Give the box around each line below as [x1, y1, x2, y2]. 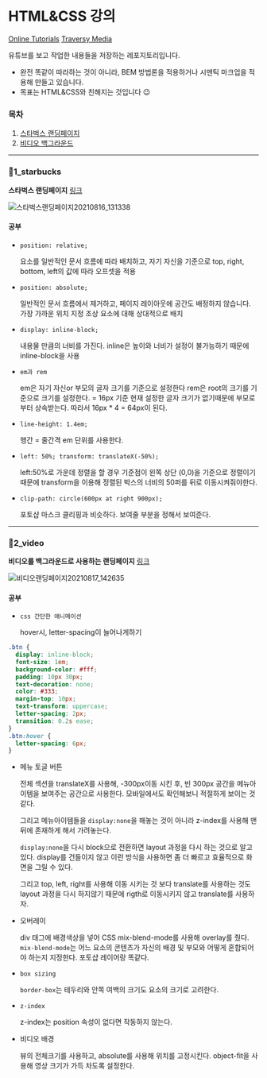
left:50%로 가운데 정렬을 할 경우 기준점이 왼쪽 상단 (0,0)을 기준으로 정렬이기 [19, 467, 256, 477]
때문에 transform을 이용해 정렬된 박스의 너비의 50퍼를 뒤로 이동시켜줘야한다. [19, 477, 258, 487]
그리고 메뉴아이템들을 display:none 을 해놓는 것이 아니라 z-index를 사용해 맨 [19, 816, 257, 825]
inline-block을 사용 [19, 350, 80, 360]
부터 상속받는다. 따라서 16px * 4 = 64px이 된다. [19, 403, 168, 412]
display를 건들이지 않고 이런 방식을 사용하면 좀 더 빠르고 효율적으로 [37, 852, 245, 862]
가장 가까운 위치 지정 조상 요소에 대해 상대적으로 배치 [19, 308, 184, 318]
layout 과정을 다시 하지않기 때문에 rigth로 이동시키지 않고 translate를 [19, 889, 234, 898]
